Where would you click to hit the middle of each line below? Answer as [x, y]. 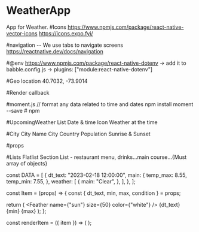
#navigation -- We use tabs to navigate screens [65, 45]
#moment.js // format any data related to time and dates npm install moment [100, 104]
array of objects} [27, 163]
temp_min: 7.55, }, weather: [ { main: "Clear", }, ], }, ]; [71, 181]
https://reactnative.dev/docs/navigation [55, 51]
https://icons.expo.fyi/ [66, 33]
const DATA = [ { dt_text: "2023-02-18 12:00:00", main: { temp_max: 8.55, [97, 175]
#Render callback [28, 92]
